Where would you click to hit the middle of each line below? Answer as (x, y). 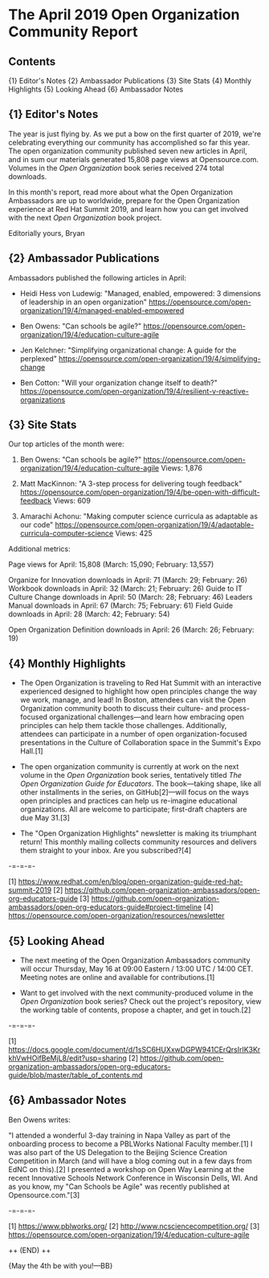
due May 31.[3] (45, 818)
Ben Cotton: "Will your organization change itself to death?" (119, 382)
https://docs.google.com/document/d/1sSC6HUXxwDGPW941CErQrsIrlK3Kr (134, 1050)
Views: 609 (72, 501)
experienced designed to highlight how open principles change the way (139, 691)
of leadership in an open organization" (83, 302)
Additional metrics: (39, 549)
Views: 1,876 (181, 468)
